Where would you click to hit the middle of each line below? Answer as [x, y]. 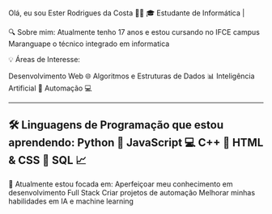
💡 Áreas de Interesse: [45, 59]
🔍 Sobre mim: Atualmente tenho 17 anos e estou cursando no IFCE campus [134, 32]
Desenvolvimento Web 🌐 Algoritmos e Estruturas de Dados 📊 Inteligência [132, 76]
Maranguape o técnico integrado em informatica [89, 44]
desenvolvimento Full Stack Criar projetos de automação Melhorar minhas [132, 192]
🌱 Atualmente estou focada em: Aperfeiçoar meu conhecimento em [121, 184]
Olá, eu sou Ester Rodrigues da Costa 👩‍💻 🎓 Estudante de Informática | [127, 13]
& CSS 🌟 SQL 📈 [47, 160]
